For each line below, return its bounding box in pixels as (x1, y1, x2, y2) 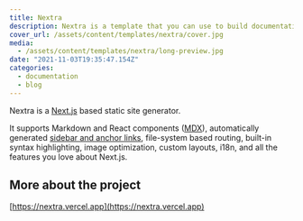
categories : (9, 64, 54, 73)
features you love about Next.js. (9, 151, 128, 162)
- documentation (17, 72, 78, 81)
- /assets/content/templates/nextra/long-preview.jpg (17, 47, 224, 56)
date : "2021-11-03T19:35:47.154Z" (9, 55, 140, 64)
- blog (17, 80, 42, 89)
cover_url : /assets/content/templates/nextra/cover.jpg (9, 30, 224, 39)
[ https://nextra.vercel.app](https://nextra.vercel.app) (9, 201, 205, 212)
